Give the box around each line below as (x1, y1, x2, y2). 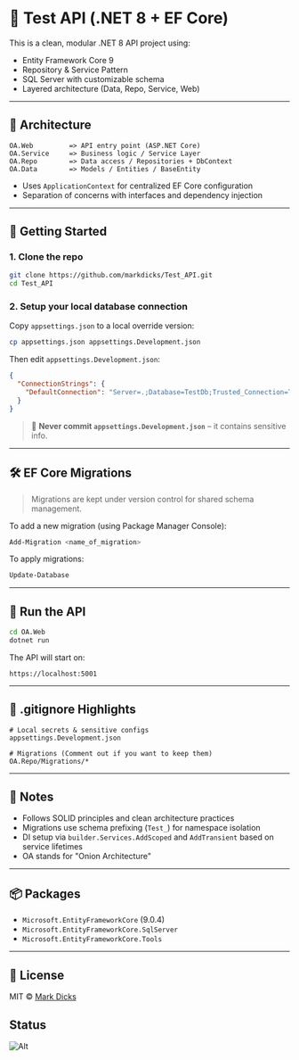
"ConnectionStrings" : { (17, 379, 105, 389)
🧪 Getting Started (9, 224, 108, 239)
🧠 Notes (9, 790, 54, 805)
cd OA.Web (9, 628, 46, 637)
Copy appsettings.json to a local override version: (9, 320, 195, 331)
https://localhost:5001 (9, 669, 98, 678)
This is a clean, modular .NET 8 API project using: (9, 37, 191, 48)
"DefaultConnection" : (25, 388, 105, 397)
